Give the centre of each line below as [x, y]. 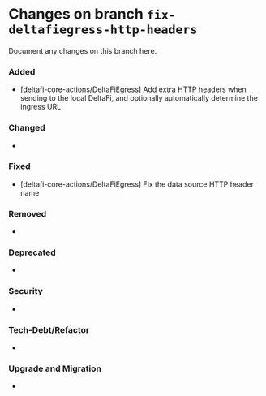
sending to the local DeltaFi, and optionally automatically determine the [139, 98]
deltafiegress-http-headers [103, 30]
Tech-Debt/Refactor [49, 329]
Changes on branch [76, 14]
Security [26, 291]
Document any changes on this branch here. [83, 50]
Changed [27, 128]
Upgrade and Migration [55, 368]
